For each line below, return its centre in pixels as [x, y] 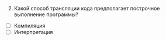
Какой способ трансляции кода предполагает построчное [87, 8]
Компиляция [30, 26]
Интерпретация [33, 32]
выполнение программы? [46, 14]
